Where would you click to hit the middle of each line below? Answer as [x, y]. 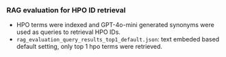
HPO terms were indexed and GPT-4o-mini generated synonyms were [115, 25]
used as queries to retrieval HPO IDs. [68, 32]
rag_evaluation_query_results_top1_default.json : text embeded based [118, 39]
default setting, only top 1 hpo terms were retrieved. [89, 47]
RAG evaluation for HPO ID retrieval [66, 10]
